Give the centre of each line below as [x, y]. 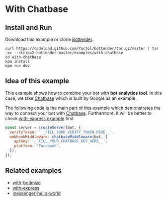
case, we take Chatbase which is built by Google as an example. [71, 98]
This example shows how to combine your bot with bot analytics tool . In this [83, 93]
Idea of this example [37, 81]
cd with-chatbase [23, 57]
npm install [17, 62]
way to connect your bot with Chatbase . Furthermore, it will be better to [78, 113]
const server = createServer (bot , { [43, 128]
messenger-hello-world [37, 193]
